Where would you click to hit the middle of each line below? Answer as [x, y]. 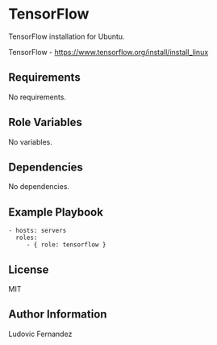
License [29, 269]
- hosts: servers [38, 231]
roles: [27, 238]
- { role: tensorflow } [66, 245]
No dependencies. [39, 187]
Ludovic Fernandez [40, 334]
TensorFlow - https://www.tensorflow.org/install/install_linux [108, 52]
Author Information [58, 315]
